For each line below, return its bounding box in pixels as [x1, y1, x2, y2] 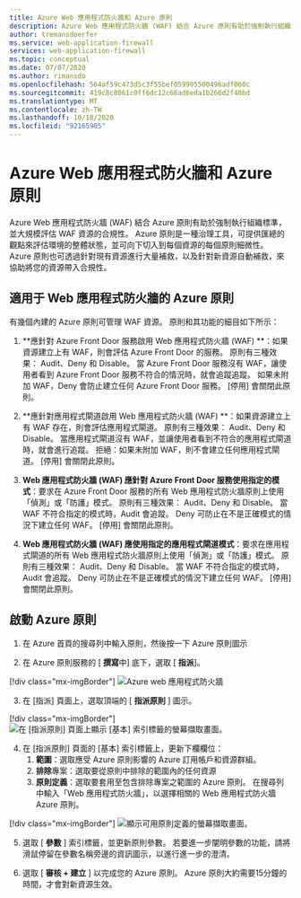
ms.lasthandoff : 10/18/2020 [9, 113, 115, 122]
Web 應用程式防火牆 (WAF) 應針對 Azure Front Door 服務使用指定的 [21, 474, 272, 485]
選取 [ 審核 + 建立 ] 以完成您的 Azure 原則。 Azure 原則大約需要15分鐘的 [21, 867, 288, 878]
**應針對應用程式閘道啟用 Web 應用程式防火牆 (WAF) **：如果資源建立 [21, 410, 284, 421]
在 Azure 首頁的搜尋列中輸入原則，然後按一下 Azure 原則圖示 [21, 638, 248, 648]
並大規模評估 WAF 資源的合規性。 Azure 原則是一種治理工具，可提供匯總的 [9, 228, 285, 239]
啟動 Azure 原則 [9, 612, 97, 628]
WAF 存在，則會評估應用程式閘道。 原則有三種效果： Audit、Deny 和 [32, 421, 287, 432]
